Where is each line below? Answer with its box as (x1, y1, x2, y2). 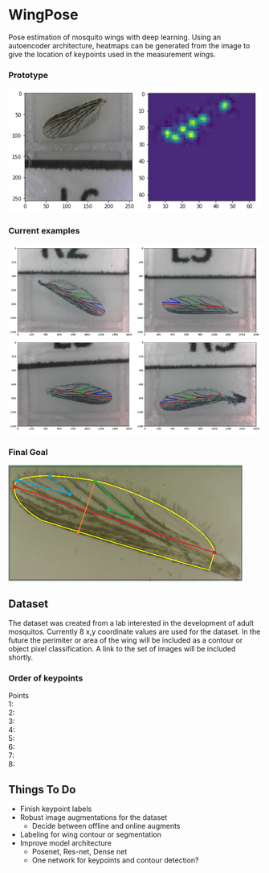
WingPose (8, 6, 79, 24)
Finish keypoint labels (19, 804, 92, 814)
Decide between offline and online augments (31, 821, 181, 831)
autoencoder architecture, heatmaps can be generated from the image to (8, 40, 251, 50)
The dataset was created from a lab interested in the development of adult (8, 619, 255, 628)
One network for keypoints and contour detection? (31, 855, 199, 865)
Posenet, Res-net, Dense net (31, 847, 128, 857)
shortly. (8, 652, 34, 662)
